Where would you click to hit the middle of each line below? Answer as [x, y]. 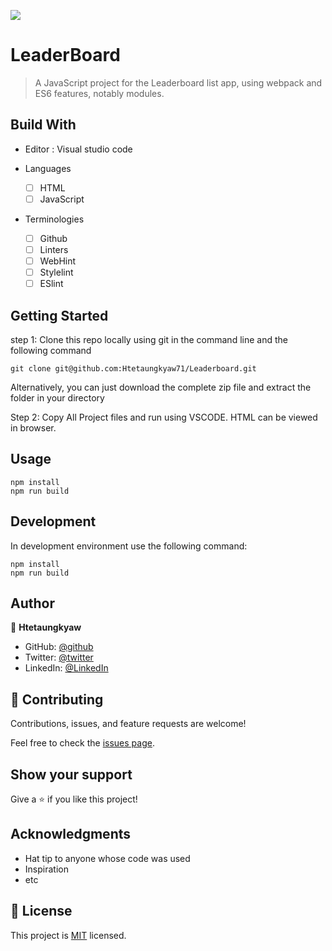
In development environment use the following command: [129, 546]
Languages [48, 168]
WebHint [58, 261]
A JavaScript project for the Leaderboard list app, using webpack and [178, 82]
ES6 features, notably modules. [99, 93]
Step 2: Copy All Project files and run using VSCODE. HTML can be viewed [164, 417]
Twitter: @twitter [59, 657]
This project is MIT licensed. [68, 935]
